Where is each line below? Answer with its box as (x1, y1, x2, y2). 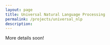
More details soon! (5, 35, 45, 41)
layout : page (5, 7, 33, 12)
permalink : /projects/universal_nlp (5, 16, 83, 21)
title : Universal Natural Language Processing (5, 12, 105, 17)
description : (5, 21, 33, 26)
